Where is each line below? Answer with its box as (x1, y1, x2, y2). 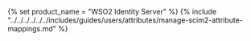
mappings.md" (7, 24, 57, 33)
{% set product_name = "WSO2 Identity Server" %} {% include (7, 7, 217, 16)
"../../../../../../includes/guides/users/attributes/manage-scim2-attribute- (7, 15, 243, 25)
